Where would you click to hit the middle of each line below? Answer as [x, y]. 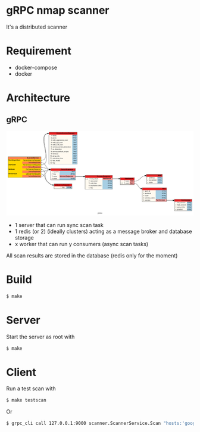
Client [21, 372]
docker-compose [36, 67]
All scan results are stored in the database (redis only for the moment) [92, 255]
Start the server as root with [40, 337]
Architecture [38, 98]
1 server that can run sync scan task [59, 225]
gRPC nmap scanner [58, 10]
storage [24, 237]
